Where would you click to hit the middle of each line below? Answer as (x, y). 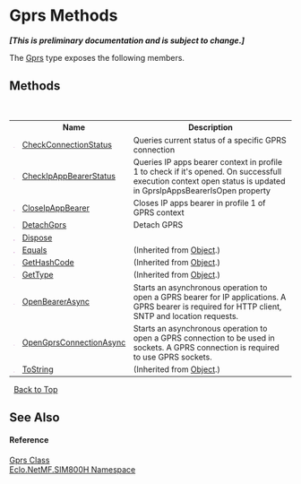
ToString (38, 369)
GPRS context (159, 212)
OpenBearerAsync (56, 302)
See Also (34, 417)
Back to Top (35, 389)
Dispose (37, 238)
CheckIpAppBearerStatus (69, 177)
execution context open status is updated (209, 181)
